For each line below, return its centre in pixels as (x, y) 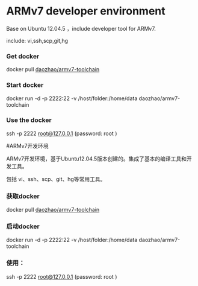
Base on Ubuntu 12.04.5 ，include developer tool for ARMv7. (81, 28)
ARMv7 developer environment (86, 11)
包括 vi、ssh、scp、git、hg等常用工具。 (56, 179)
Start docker (25, 85)
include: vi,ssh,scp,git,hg (37, 40)
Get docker (23, 56)
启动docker (23, 226)
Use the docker (29, 120)
